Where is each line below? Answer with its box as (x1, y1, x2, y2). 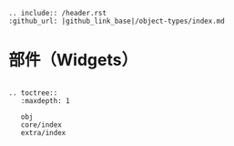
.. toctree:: (8, 88, 58, 98)
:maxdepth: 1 (20, 96, 70, 105)
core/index (20, 120, 63, 130)
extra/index (20, 128, 66, 137)
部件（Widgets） (8, 50, 138, 70)
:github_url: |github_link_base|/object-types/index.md (8, 16, 225, 26)
